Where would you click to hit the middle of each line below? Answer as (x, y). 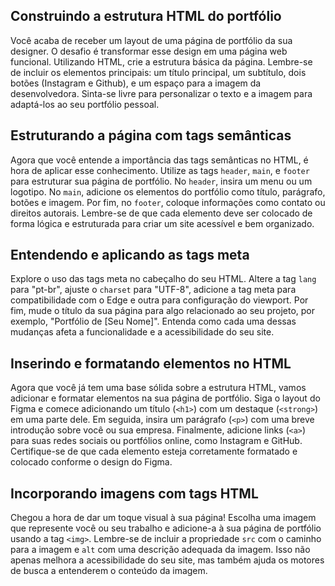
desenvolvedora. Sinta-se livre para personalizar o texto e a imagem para (161, 93)
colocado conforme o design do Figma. (91, 462)
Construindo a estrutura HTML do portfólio (146, 16)
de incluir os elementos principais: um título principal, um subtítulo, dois (158, 72)
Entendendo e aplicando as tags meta (130, 255)
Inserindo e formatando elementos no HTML (151, 363)
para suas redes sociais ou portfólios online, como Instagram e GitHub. (156, 441)
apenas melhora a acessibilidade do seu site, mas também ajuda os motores (167, 560)
